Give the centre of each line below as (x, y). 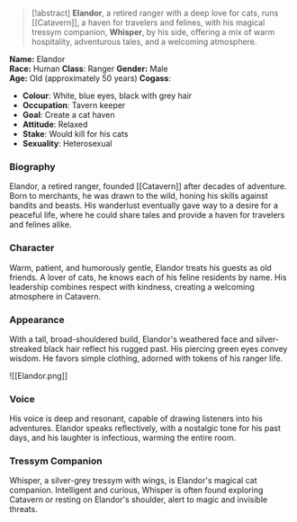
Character (32, 248)
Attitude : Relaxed (55, 124)
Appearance (37, 319)
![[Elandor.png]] (39, 375)
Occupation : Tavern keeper (74, 105)
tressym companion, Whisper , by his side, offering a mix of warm (153, 32)
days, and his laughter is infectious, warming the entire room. (123, 438)
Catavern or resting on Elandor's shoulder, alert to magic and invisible (139, 499)
